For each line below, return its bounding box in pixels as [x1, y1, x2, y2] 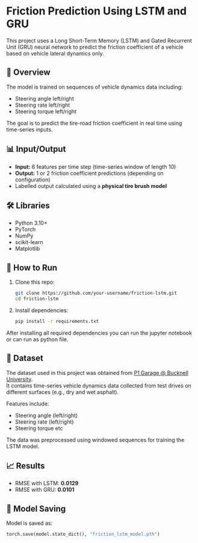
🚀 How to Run [6, 262, 58, 272]
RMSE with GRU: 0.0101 [14, 486, 75, 494]
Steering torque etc [14, 424, 63, 432]
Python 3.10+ [14, 219, 48, 227]
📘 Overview [6, 67, 51, 78]
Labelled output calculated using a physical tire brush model [14, 182, 167, 189]
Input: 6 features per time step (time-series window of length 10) [14, 163, 176, 170]
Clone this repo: [14, 278, 55, 286]
